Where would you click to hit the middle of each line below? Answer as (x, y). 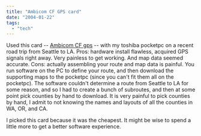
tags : (13, 23)
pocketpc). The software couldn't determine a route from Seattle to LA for (97, 84)
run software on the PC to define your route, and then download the (90, 71)
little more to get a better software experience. (64, 126)
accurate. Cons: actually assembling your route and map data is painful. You (100, 64)
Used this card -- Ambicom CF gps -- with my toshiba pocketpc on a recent (100, 45)
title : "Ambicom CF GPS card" (44, 12)
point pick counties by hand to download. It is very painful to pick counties (98, 96)
